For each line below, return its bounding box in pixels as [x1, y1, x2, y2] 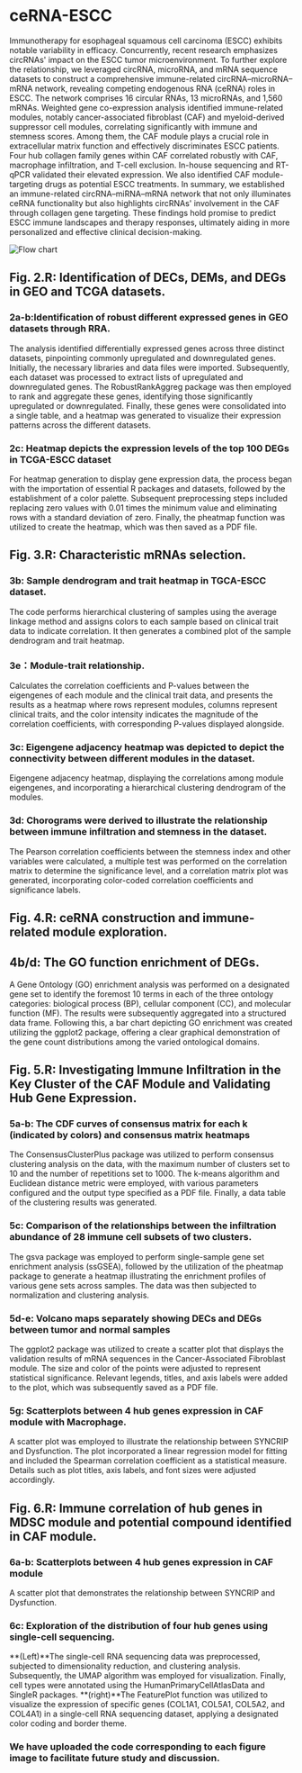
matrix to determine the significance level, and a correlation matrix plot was [9, 865, 289, 876]
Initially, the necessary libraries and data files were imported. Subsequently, [9, 362, 290, 373]
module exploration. [52, 924, 168, 939]
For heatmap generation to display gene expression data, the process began [9, 474, 292, 484]
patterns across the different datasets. [9, 420, 151, 430]
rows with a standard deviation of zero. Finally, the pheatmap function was [9, 511, 286, 522]
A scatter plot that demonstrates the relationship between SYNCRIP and [9, 1587, 276, 1598]
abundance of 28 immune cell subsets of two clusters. [9, 1231, 253, 1244]
